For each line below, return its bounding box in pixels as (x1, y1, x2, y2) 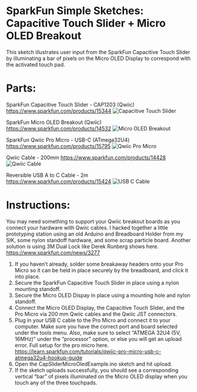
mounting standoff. (14, 285, 61, 292)
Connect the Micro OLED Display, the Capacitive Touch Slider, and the (14, 304, 185, 311)
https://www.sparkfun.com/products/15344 (6, 107, 112, 114)
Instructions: (6, 199, 71, 212)
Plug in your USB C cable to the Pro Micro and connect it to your (14, 316, 171, 324)
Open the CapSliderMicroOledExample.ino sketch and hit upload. (14, 360, 172, 367)
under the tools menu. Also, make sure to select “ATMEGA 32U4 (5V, (14, 329, 181, 336)
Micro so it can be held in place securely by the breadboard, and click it (14, 266, 188, 274)
